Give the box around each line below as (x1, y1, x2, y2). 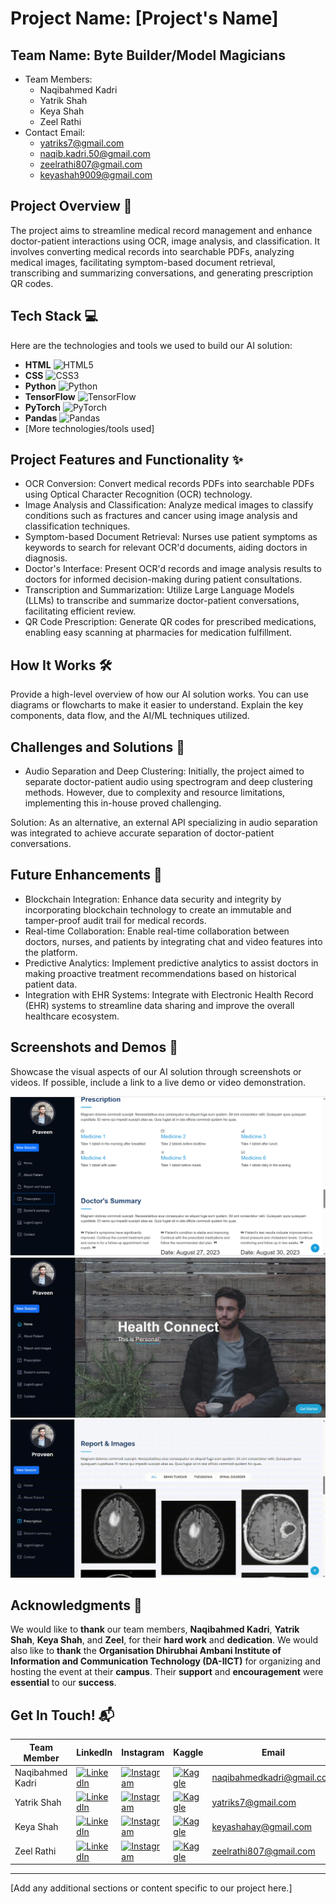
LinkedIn (76, 1747, 113, 1759)
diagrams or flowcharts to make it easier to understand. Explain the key (10, 699, 304, 711)
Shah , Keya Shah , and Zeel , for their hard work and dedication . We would (10, 1634, 318, 1646)
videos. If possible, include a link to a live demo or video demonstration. (10, 1076, 307, 1088)
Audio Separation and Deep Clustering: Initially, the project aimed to (24, 765, 305, 777)
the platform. (24, 946, 78, 958)
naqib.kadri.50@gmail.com (39, 148, 151, 159)
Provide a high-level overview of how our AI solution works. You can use (10, 688, 309, 701)
